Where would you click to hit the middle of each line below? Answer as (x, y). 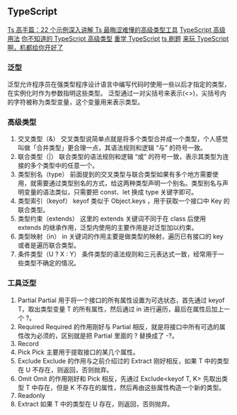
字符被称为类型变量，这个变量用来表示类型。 (78, 102)
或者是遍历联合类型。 (48, 245)
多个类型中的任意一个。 (64, 165)
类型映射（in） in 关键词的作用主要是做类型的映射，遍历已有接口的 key (121, 236)
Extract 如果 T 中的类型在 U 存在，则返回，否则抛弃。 (96, 404)
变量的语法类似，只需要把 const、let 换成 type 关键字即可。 (111, 192)
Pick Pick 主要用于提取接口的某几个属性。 (78, 352)
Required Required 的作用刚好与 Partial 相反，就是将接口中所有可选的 (118, 326)
